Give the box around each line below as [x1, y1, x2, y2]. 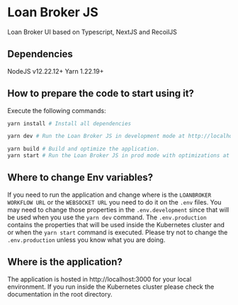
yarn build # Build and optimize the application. [7, 146, 160, 153]
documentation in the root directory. [7, 289, 113, 298]
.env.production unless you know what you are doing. [7, 235, 166, 244]
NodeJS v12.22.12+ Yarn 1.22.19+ [7, 67, 104, 75]
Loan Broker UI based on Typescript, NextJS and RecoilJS [7, 28, 177, 36]
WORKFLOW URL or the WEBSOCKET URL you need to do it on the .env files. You [7, 197, 222, 206]
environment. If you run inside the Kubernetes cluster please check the [7, 282, 215, 291]
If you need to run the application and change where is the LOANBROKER [7, 190, 212, 199]
